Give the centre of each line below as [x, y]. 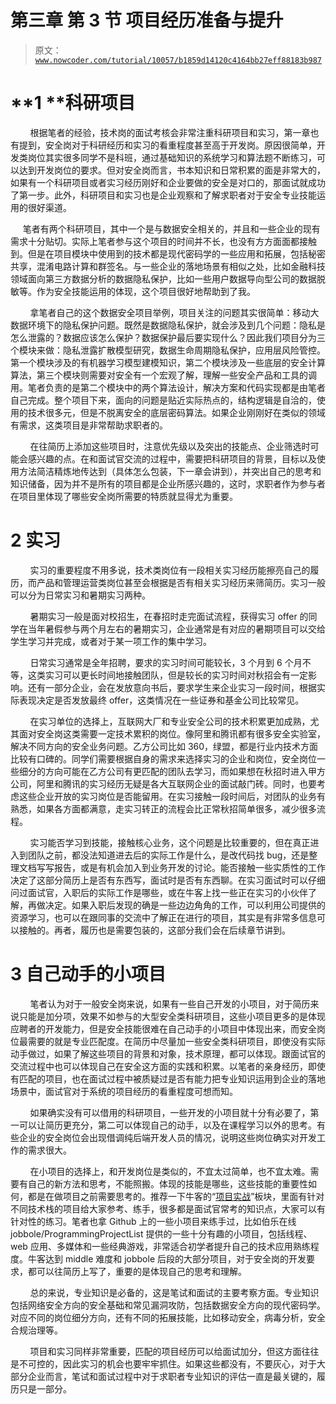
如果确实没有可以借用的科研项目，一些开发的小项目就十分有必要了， [170, 1112]
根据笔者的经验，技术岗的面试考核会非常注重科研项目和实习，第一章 [170, 132]
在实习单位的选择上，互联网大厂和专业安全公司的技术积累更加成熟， [170, 721]
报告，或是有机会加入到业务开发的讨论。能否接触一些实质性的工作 [189, 867]
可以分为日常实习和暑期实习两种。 [80, 595]
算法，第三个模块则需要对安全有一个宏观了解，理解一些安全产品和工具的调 [163, 375]
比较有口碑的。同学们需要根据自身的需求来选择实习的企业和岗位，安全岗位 [163, 758]
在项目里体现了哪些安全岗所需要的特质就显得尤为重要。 [124, 496]
